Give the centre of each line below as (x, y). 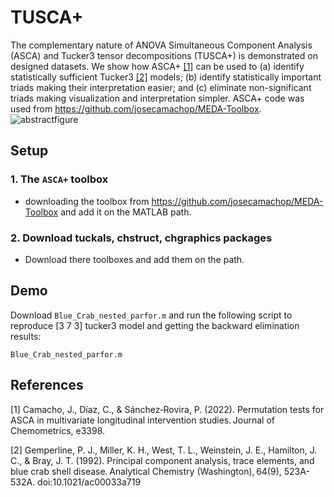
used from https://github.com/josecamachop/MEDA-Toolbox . (136, 108)
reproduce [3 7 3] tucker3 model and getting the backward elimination (155, 325)
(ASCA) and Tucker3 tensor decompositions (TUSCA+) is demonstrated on (164, 55)
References (47, 385)
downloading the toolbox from (87, 201)
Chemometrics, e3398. (58, 430)
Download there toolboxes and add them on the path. (134, 259)
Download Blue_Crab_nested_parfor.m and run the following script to (151, 315)
